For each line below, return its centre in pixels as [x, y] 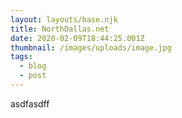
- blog [33, 66]
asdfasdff [30, 103]
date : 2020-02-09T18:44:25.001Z [77, 38]
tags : [21, 57]
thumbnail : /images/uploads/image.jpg [91, 47]
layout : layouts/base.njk [64, 19]
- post [33, 76]
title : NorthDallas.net [60, 29]
